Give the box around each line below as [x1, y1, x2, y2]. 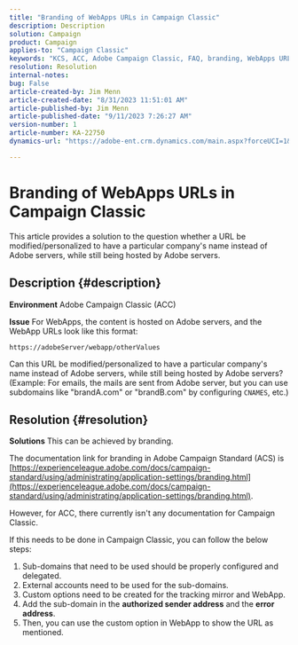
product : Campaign [9, 37, 77, 47]
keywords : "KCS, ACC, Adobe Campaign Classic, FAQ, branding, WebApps [9, 54, 276, 63]
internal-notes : [9, 71, 69, 80]
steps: [9, 544, 32, 555]
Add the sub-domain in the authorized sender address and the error [21, 599, 275, 610]
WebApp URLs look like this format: [9, 326, 138, 336]
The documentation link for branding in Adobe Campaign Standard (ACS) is [9, 453, 285, 464]
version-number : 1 [9, 121, 77, 130]
